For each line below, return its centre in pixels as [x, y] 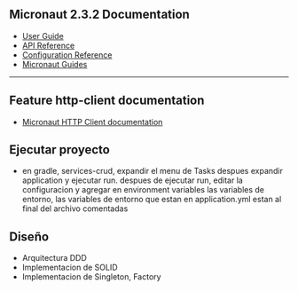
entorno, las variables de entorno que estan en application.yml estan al [152, 200]
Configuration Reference [67, 55]
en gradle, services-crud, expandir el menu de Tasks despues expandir [153, 171]
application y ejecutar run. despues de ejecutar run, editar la [133, 180]
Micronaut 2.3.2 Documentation [100, 15]
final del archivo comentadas [75, 208]
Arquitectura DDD [54, 258]
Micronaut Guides [55, 64]
